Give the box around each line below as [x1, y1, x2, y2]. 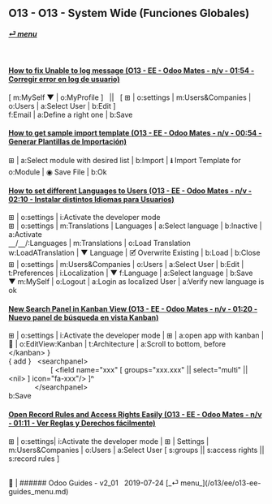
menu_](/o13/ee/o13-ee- [180, 478, 261, 488]
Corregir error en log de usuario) [8, 75, 120, 84]
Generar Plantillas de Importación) [8, 137, 127, 147]
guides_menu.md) [8, 486, 69, 496]
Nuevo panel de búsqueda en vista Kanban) [8, 312, 159, 322]
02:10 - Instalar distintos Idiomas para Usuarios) [8, 194, 175, 204]
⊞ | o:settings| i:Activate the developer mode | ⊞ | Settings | [8, 436, 209, 446]
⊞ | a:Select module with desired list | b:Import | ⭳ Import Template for [8, 156, 241, 165]
